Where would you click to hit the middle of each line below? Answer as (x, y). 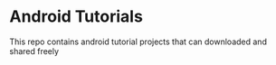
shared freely (34, 51)
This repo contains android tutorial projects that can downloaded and (138, 42)
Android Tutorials (76, 17)
